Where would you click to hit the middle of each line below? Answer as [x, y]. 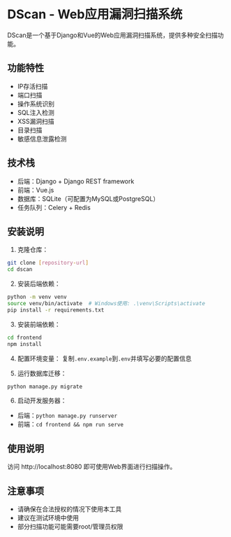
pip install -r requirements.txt [56, 310]
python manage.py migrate [45, 386]
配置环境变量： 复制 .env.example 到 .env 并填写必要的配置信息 [104, 358]
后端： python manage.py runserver [67, 416]
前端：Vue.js [36, 190]
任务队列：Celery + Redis [54, 207]
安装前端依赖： [39, 324]
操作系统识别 [36, 104]
